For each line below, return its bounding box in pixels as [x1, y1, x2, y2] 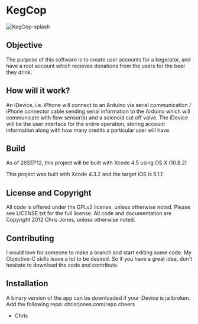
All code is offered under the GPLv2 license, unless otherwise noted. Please [6, 203, 191, 210]
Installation [6, 278, 48, 289]
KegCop [6, 4, 47, 17]
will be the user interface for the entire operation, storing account [6, 120, 165, 127]
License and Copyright [6, 187, 92, 198]
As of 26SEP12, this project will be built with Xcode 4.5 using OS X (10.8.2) [6, 159, 187, 166]
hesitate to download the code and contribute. [6, 261, 119, 268]
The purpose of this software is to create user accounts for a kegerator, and [6, 56, 191, 63]
